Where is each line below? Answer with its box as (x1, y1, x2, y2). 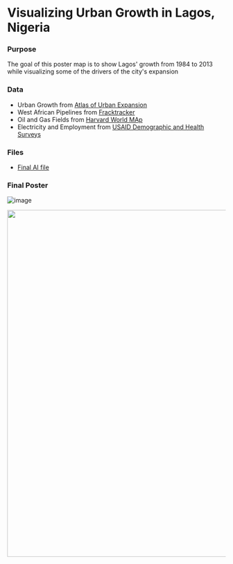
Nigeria (7, 19, 51, 35)
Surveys (17, 130, 42, 138)
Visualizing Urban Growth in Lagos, (7, 5, 215, 21)
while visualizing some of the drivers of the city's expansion (7, 67, 179, 76)
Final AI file (17, 163, 50, 171)
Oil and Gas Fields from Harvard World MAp (17, 115, 144, 123)
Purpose (7, 44, 37, 54)
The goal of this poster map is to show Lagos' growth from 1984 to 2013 (7, 60, 213, 69)
